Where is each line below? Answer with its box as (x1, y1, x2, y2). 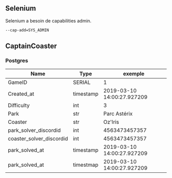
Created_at (8, 91, 34, 98)
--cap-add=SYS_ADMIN (5, 28, 50, 33)
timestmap (73, 161, 99, 168)
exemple (123, 70, 145, 77)
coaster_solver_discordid (8, 135, 68, 142)
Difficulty (8, 102, 30, 109)
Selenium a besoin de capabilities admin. (5, 17, 92, 24)
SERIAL (73, 79, 91, 86)
